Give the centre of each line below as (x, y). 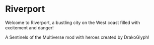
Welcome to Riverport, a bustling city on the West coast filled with (73, 22)
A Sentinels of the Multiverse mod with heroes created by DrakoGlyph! (77, 37)
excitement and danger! (29, 27)
